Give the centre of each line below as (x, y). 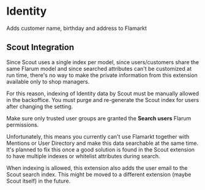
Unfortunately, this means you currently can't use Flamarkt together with (98, 136)
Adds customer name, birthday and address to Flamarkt (76, 28)
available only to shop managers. (48, 81)
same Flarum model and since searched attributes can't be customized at (99, 68)
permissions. (23, 125)
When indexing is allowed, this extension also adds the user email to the (97, 168)
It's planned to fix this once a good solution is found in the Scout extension (100, 149)
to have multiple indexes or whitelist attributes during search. (83, 156)
